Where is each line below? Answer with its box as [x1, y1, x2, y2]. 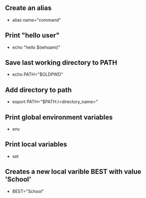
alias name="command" [12, 17, 61, 23]
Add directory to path [5, 85, 72, 94]
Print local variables [5, 140, 67, 149]
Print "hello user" [5, 31, 60, 40]
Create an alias [5, 4, 52, 12]
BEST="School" [12, 188, 44, 194]
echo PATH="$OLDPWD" [12, 71, 64, 78]
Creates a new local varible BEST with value [5, 168, 142, 176]
